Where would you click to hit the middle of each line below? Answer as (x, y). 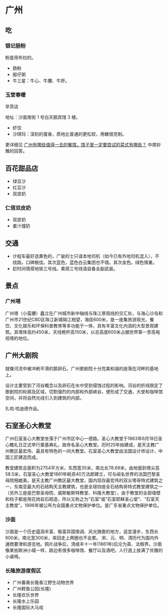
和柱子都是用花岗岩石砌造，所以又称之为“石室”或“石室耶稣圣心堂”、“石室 (80, 499)
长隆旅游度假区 (23, 571)
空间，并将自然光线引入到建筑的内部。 (44, 398)
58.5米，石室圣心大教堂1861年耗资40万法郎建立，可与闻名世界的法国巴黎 (80, 474)
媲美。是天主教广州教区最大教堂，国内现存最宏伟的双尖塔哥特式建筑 (88, 481)
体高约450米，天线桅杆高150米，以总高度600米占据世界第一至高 (89, 332)
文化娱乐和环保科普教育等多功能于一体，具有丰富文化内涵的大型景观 (84, 326)
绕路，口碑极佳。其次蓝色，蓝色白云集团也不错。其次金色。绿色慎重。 (85, 262)
